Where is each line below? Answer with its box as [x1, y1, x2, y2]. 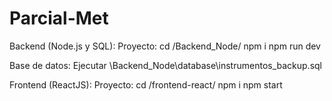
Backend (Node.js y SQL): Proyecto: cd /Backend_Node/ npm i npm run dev [9, 40, 321, 52]
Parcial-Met [9, 7, 109, 30]
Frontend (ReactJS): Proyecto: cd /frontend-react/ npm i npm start [9, 78, 283, 91]
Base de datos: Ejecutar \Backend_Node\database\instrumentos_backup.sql [9, 59, 323, 71]
